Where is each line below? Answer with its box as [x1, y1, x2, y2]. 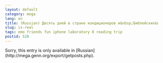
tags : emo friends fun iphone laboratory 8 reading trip [5, 30, 123, 34]
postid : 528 [5, 34, 29, 39]
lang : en [5, 16, 23, 21]
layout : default [5, 7, 38, 12]
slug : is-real [5, 25, 34, 30]
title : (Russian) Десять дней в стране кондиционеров [5, 20, 116, 26]
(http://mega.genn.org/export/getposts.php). [5, 52, 95, 58]
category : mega [5, 12, 36, 16]
